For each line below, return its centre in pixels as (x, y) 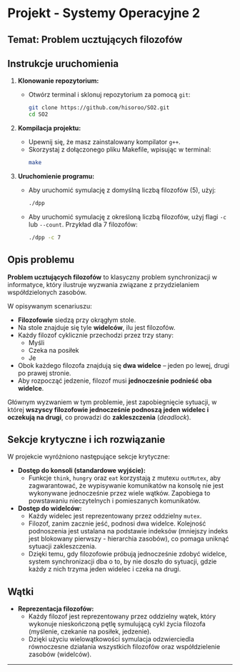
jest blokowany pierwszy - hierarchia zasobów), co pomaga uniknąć (129, 539)
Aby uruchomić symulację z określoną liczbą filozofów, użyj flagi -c (127, 216)
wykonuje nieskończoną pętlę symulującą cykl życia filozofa (117, 624)
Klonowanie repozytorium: (58, 81)
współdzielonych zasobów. (47, 292)
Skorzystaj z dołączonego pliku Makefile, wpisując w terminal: (120, 150)
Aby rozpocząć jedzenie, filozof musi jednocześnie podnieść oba (115, 381)
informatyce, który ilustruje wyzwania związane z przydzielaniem (104, 284)
